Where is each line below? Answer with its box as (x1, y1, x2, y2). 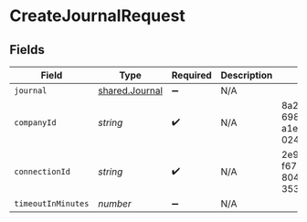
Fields (9, 42, 46, 58)
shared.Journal (97, 84, 163, 97)
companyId (14, 118, 57, 128)
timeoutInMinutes (14, 198, 90, 208)
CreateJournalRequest (9, 5, 185, 26)
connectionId (14, 166, 71, 176)
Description (220, 69, 273, 81)
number (97, 197, 132, 210)
